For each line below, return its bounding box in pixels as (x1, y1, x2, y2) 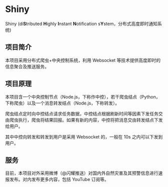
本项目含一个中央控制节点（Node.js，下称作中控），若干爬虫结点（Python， (5, 93, 161, 99)
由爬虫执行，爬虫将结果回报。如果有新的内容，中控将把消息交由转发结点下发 (5, 116, 163, 123)
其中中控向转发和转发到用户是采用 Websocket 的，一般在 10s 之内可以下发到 (5, 133, 163, 139)
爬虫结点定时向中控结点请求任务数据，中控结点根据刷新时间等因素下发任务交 (5, 110, 163, 116)
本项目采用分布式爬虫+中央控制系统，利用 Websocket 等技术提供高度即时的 (5, 57, 161, 63)
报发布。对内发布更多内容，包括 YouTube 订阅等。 (5, 176, 109, 182)
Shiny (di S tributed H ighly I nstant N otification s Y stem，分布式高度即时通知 (5, 20, 157, 26)
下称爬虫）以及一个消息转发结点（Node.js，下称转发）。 (5, 100, 120, 106)
